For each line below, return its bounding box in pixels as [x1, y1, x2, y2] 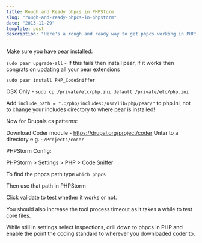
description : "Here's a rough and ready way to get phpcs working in [6, 31, 185, 37]
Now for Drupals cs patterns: [6, 118, 78, 125]
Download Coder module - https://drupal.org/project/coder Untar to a [6, 129, 179, 137]
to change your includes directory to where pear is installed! [6, 106, 155, 113]
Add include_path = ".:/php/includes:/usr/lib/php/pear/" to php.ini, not [6, 100, 191, 107]
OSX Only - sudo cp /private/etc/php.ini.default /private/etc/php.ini [6, 88, 189, 95]
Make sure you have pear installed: [6, 48, 93, 55]
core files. [6, 212, 31, 220]
